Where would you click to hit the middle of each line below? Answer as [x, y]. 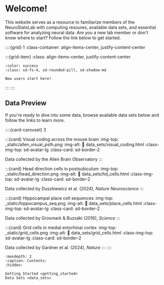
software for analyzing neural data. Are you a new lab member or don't [77, 32]
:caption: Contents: [26, 260]
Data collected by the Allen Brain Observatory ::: [54, 159]
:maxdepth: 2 [18, 256]
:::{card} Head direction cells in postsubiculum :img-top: [62, 168]
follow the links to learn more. [35, 120]
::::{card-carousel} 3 [26, 130]
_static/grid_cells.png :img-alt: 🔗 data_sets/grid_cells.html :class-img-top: [79, 233]
